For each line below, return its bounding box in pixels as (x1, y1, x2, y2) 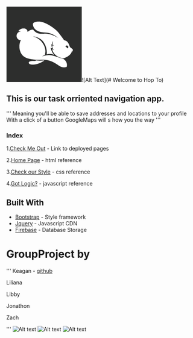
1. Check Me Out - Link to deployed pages (6, 145, 109, 152)
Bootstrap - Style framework (14, 213, 86, 221)
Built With (6, 197, 44, 208)
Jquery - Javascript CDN (14, 219, 77, 227)
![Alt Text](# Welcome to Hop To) (81, 77, 164, 83)
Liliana (6, 278, 23, 286)
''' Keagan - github (6, 267, 53, 274)
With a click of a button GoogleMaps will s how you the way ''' (6, 116, 161, 124)
